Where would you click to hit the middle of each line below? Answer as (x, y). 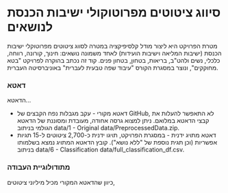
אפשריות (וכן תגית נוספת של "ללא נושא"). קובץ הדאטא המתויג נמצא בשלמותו (117, 143)
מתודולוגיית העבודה (39, 167)
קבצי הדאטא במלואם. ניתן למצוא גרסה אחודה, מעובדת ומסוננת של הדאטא (113, 121)
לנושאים (30, 27)
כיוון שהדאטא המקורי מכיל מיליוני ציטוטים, (61, 182)
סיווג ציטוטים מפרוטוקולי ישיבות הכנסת (114, 13)
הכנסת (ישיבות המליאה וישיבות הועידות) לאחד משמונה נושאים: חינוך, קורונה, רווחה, (114, 53)
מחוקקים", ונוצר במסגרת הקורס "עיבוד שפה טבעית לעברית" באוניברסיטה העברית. (113, 68)
